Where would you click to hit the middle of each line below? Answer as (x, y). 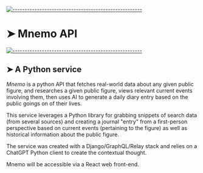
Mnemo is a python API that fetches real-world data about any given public (100, 84)
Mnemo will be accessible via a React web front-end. (73, 164)
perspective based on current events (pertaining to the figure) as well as (97, 128)
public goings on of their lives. (44, 103)
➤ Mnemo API (42, 34)
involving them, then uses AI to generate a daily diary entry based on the (97, 97)
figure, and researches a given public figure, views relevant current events (99, 90)
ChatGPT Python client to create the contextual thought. (77, 152)
